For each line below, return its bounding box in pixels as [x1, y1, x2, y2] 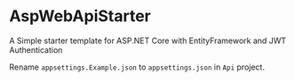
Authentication [9, 44, 63, 55]
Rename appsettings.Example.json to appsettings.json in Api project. [9, 62, 265, 72]
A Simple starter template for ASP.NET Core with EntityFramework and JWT [9, 35, 287, 46]
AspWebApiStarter [9, 6, 151, 26]
